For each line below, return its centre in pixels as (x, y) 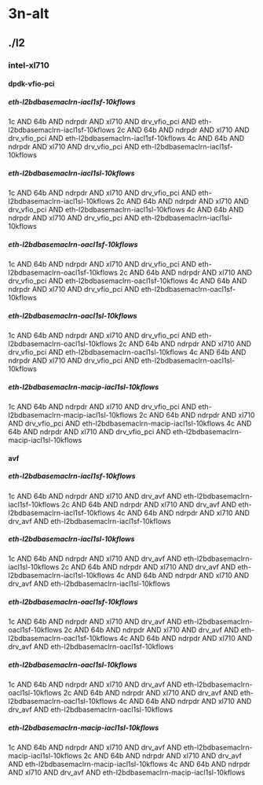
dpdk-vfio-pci (31, 84)
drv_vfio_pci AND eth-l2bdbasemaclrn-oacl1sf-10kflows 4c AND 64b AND (128, 281)
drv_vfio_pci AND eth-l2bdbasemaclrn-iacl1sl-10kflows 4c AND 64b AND (126, 210)
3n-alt (29, 14)
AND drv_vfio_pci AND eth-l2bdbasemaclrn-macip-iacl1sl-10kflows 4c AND (130, 423)
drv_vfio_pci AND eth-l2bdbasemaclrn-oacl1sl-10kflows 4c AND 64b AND (127, 352)
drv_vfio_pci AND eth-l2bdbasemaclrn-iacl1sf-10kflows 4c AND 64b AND (126, 138)
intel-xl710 (29, 65)
